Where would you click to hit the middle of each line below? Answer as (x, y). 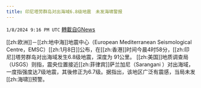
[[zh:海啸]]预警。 (27, 79)
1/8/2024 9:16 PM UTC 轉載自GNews (51, 29)
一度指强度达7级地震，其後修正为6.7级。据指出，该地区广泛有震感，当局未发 (101, 71)
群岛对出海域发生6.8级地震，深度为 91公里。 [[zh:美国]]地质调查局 (107, 56)
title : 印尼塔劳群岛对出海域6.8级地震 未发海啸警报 (64, 12)
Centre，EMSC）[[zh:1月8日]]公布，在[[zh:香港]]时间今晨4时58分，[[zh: (95, 49)
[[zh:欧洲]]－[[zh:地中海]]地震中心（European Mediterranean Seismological (99, 42)
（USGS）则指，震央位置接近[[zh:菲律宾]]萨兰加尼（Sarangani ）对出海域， (100, 64)
